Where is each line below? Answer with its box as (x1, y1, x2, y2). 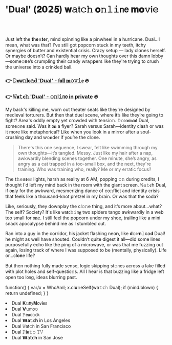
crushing (5, 134, 24, 141)
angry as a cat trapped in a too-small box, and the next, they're (17, 161, 151, 167)
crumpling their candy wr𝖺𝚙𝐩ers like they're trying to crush (34, 58, 159, 64)
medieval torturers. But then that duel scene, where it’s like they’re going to (5, 112, 164, 118)
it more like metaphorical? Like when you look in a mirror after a (5, 129, 139, 135)
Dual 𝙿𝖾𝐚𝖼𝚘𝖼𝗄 (12, 312, 40, 318)
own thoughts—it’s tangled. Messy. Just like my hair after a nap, (17, 150, 153, 156)
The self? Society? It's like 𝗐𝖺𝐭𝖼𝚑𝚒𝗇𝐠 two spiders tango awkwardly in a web (5, 209, 164, 215)
